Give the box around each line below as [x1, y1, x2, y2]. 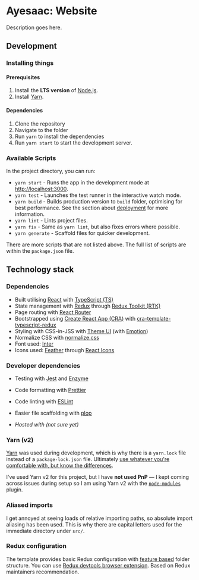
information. [14, 210, 45, 218]
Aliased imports [6, 501, 53, 509]
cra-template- [136, 315, 171, 322]
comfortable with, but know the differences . [6, 462, 113, 469]
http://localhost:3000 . [14, 185, 68, 192]
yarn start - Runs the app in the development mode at [14, 178, 150, 186]
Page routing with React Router [14, 308, 91, 316]
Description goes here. [6, 24, 62, 31]
